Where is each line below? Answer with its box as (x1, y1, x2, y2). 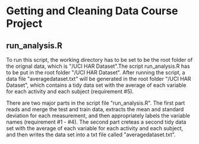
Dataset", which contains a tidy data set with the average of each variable (6, 82, 187, 89)
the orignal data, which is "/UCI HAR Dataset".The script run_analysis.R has (6, 62, 190, 70)
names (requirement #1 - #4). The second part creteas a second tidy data (6, 118, 187, 126)
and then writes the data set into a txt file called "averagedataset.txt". (6, 131, 176, 138)
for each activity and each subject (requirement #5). (6, 88, 134, 95)
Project (6, 17, 43, 30)
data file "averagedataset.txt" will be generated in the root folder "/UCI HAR (6, 76, 191, 82)
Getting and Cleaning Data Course (6, 4, 178, 18)
